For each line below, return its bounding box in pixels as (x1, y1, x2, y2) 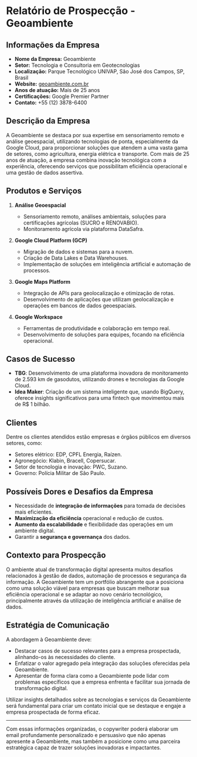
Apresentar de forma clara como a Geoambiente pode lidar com (14, 672, 169, 679)
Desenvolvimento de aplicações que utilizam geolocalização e (23, 296, 174, 303)
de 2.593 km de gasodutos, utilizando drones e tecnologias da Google (14, 376, 185, 383)
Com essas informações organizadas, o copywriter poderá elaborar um (6, 725, 179, 732)
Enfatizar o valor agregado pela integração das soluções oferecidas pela (14, 660, 191, 667)
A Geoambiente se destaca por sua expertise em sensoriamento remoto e (6, 131, 185, 138)
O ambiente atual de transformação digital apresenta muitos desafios (6, 566, 173, 573)
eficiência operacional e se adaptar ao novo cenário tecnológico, (6, 590, 163, 598)
